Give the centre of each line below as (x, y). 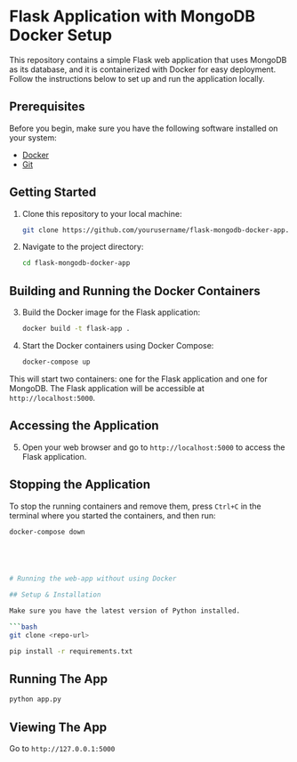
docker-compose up (56, 362)
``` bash (24, 627)
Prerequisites (47, 107)
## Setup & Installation (55, 595)
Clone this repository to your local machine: (102, 213)
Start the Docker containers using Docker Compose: (118, 345)
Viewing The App (58, 727)
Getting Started (53, 193)
